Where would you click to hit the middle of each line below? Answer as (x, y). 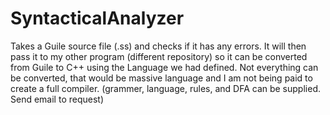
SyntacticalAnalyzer (97, 18)
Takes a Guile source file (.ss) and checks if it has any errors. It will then (158, 46)
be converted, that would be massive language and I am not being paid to (161, 78)
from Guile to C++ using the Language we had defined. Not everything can (164, 67)
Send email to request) (57, 99)
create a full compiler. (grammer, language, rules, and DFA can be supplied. (165, 88)
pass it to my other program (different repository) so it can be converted (159, 56)
